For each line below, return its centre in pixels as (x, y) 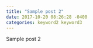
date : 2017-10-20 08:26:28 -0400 (47, 17)
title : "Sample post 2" (35, 11)
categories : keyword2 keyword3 (44, 22)
